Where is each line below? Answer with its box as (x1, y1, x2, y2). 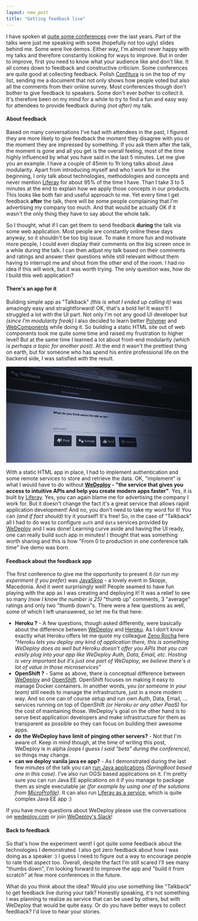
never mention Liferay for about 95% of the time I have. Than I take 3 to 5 (6, 178, 184, 185)
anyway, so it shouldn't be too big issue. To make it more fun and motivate (6, 234, 187, 241)
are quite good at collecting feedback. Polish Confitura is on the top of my (6, 70, 186, 77)
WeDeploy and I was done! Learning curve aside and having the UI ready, (6, 525, 184, 532)
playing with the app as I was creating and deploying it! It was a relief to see (6, 590, 190, 597)
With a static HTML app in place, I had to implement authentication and (6, 468, 179, 476)
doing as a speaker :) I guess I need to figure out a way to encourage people (6, 852, 192, 860)
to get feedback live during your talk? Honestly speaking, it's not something (6, 889, 190, 896)
